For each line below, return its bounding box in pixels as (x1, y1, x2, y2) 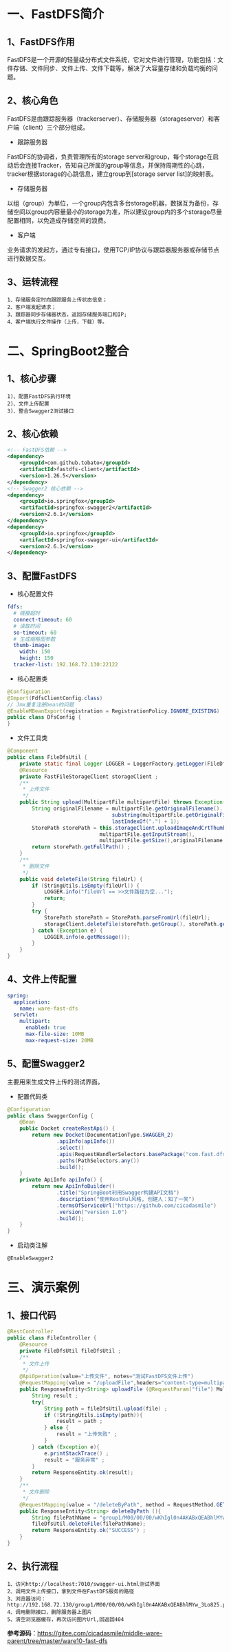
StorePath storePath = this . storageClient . (32, 824, 158, 831)
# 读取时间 (13, 622, 41, 630)
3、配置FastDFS (7, 570, 77, 581)
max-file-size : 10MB (25, 1031, 85, 1038)
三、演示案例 (7, 1280, 80, 1295)
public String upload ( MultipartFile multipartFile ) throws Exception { (19, 799, 226, 806)
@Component (7, 748, 38, 755)
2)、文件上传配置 (7, 400, 49, 407)
